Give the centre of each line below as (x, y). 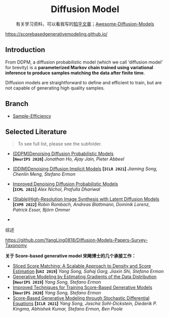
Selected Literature (36, 131)
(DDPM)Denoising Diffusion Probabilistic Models (63, 154)
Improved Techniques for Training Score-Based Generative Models (82, 287)
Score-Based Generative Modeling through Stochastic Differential (81, 298)
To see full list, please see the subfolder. (60, 144)
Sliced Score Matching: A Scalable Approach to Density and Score (82, 266)
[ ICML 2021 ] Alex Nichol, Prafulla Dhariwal (56, 189)
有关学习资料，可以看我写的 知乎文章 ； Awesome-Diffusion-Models (85, 24)
